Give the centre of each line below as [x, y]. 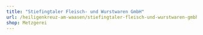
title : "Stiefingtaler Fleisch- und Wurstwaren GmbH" [76, 12]
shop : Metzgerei [27, 23]
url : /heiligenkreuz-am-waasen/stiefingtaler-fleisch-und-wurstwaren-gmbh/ [104, 17]
